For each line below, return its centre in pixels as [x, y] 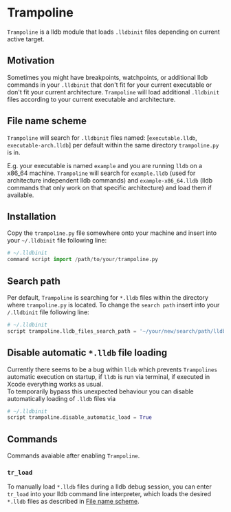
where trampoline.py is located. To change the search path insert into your [113, 305]
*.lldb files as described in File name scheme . [73, 502]
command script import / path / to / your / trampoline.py [82, 260]
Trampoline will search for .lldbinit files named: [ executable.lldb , [102, 137]
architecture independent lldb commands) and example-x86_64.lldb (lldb [110, 180]
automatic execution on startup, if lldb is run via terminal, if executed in [109, 376]
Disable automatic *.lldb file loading [87, 353]
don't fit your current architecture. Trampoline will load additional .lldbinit [113, 92]
